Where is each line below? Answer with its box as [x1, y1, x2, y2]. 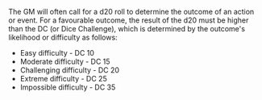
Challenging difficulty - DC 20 [19, 65, 119, 75]
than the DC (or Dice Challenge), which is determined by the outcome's [8, 24, 246, 33]
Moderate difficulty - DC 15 [19, 56, 110, 66]
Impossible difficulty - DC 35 [19, 82, 116, 92]
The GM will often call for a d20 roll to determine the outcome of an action [8, 7, 255, 16]
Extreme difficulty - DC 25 [19, 74, 107, 83]
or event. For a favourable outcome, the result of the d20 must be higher [8, 15, 249, 25]
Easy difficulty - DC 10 [19, 48, 95, 57]
